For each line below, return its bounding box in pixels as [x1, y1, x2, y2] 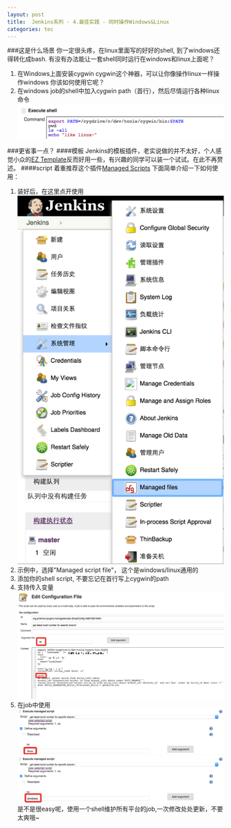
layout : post [7, 11, 45, 18]
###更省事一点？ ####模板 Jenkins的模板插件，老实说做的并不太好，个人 [7, 146, 217, 155]
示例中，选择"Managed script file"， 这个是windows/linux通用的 [16, 566, 199, 574]
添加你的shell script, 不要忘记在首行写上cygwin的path [16, 575, 170, 583]
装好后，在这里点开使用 [16, 187, 84, 195]
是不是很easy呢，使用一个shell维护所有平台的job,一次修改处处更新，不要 [16, 805, 223, 814]
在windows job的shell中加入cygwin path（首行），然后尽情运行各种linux [16, 87, 220, 95]
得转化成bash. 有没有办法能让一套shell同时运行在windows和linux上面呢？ [7, 55, 215, 63]
